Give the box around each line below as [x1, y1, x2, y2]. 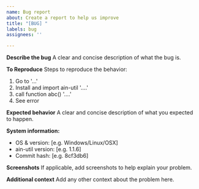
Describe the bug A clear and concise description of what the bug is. [6, 54, 181, 61]
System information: [6, 127, 60, 135]
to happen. [6, 116, 34, 123]
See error [15, 97, 40, 105]
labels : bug [6, 26, 37, 32]
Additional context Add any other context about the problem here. [6, 176, 175, 183]
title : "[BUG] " [6, 20, 48, 26]
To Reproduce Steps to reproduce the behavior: [6, 65, 127, 73]
